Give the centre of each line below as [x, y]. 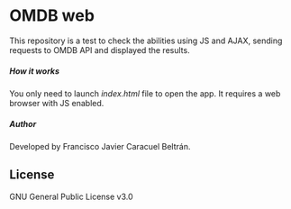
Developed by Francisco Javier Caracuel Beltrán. [100, 146]
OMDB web [52, 16]
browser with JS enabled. [57, 103]
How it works [35, 71]
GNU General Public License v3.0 [71, 196]
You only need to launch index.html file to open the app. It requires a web [145, 93]
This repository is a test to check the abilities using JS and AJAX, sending [146, 41]
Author [23, 123]
